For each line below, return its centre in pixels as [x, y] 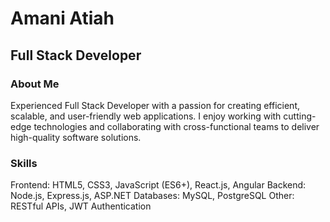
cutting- [300, 116]
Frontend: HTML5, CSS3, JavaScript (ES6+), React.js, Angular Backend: [158, 185]
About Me [35, 84]
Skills [24, 163]
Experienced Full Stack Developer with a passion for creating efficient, [155, 105]
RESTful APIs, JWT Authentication [81, 206]
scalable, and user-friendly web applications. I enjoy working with [146, 116]
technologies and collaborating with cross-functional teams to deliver [176, 126]
